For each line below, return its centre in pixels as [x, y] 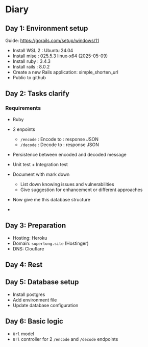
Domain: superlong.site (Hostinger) [51, 243]
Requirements [23, 108]
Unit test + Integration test [40, 164]
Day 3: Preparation [36, 226]
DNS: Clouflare [28, 248]
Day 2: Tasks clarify [38, 94]
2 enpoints [24, 129]
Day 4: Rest [24, 264]
